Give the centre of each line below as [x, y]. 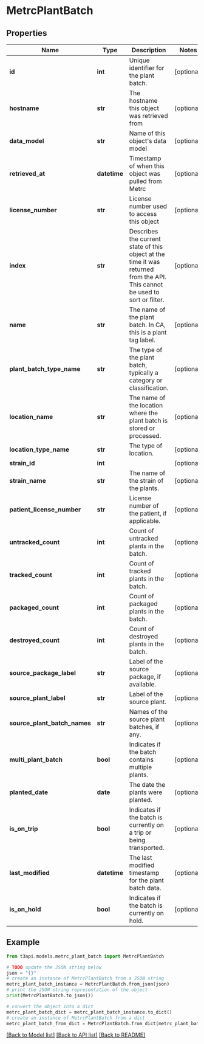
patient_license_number [45, 510]
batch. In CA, [147, 325]
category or [146, 380]
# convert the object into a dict [50, 1006]
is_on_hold [25, 909]
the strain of [146, 481]
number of [144, 506]
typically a [144, 373]
